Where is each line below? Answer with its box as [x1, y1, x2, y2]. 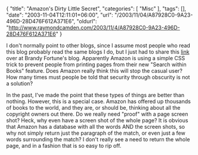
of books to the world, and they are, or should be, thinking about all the [6, 104, 181, 111]
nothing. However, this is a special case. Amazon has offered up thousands [6, 98, 191, 105]
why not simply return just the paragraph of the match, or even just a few [6, 129, 186, 137]
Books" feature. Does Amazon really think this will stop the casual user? [6, 67, 183, 74]
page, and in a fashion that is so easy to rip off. [6, 142, 122, 149]
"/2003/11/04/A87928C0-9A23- [114, 11, 193, 18]
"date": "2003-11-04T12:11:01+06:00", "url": [6, 11, 113, 18]
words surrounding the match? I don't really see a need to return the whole [6, 136, 190, 142]
